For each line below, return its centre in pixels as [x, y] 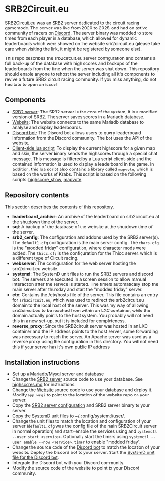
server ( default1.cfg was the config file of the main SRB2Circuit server [84, 426]
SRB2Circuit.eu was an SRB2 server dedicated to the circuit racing [72, 23]
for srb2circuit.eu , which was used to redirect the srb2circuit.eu [78, 300]
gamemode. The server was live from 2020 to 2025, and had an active [76, 28]
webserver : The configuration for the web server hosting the [74, 263]
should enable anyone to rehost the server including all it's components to [80, 74]
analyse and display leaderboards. [47, 127]
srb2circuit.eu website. [35, 268]
